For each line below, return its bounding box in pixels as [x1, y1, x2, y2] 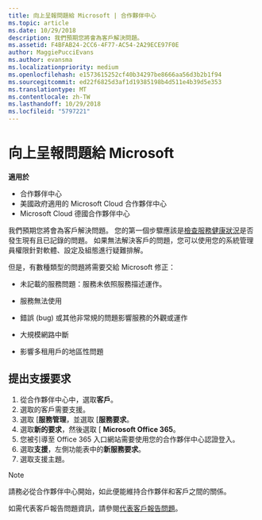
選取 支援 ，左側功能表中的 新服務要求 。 [19, 444, 145, 453]
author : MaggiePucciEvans [8, 48, 94, 56]
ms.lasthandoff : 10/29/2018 [8, 100, 102, 108]
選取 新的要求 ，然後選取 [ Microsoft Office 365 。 [19, 424, 180, 433]
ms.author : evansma [8, 56, 73, 64]
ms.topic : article [8, 19, 69, 27]
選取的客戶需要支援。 [19, 404, 90, 414]
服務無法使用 [19, 295, 62, 306]
